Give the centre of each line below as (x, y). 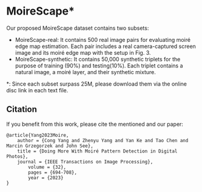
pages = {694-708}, (53, 172)
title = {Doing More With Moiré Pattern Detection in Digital (97, 151)
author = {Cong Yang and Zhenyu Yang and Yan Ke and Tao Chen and (103, 140)
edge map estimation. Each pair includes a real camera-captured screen (105, 46)
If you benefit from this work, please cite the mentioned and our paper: (95, 124)
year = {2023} (46, 177)
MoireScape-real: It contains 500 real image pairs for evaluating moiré (103, 39)
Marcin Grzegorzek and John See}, (50, 146)
